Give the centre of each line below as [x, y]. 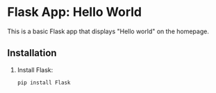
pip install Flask [44, 83]
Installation [32, 53]
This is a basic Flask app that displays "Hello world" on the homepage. [108, 31]
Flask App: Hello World [75, 12]
